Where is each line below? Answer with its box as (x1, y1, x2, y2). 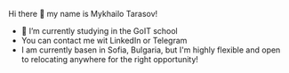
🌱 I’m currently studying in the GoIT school (20, 26, 179, 36)
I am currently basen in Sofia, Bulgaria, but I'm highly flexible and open (20, 45, 281, 55)
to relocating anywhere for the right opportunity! (20, 54, 199, 64)
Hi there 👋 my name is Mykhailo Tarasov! (8, 9, 158, 19)
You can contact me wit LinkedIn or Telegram (20, 36, 188, 45)
